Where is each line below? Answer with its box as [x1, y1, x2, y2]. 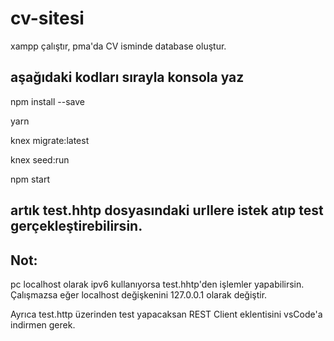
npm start [10, 173, 51, 185]
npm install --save [10, 95, 86, 107]
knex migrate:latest [10, 134, 90, 146]
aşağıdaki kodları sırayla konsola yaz [10, 69, 245, 86]
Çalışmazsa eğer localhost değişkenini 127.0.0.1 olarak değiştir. [10, 288, 268, 301]
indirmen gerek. [10, 318, 76, 331]
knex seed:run [10, 153, 70, 166]
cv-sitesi [10, 7, 85, 30]
